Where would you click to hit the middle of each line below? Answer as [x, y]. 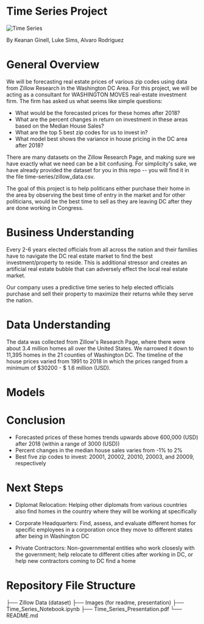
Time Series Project [57, 11]
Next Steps [35, 488]
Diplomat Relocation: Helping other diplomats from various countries [101, 504]
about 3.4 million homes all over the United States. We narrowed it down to [100, 348]
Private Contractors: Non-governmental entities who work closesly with [105, 548]
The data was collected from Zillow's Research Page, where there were [96, 342]
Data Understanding [58, 325]
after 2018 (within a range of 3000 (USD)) [67, 443]
